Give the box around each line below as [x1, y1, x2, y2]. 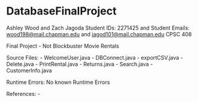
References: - [6, 90, 40, 97]
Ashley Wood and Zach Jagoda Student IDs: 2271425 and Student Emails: [6, 24, 190, 31]
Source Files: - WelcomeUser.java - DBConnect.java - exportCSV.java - [6, 54, 184, 61]
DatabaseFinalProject [6, 4, 117, 18]
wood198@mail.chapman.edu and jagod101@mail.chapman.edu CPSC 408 [6, 30, 192, 37]
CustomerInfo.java [6, 66, 53, 74]
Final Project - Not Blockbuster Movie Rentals [6, 42, 120, 49]
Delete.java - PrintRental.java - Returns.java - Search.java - [6, 60, 153, 68]
